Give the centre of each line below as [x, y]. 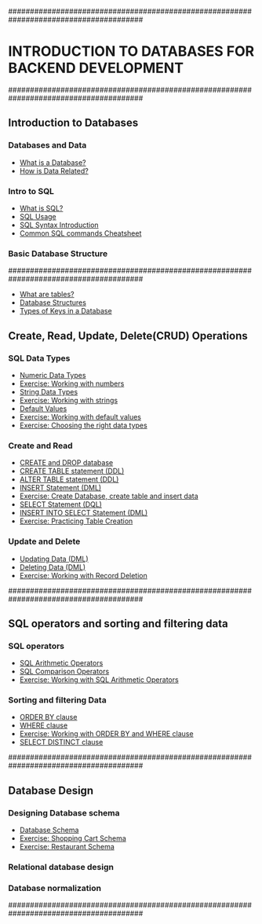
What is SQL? [41, 208]
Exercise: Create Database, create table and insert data [109, 496]
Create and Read [40, 445]
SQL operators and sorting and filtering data [118, 623]
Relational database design [61, 867]
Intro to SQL [31, 191]
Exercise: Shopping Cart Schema [73, 838]
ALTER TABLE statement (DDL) [69, 479]
